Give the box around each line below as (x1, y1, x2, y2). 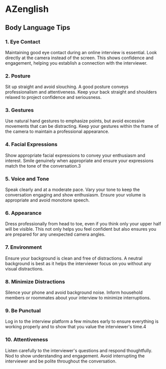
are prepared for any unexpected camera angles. (5, 231, 106, 237)
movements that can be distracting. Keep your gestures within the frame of (5, 123, 159, 129)
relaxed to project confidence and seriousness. (5, 94, 102, 100)
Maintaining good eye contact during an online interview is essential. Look (5, 49, 158, 55)
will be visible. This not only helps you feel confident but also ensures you (5, 226, 157, 232)
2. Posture (5, 72, 31, 79)
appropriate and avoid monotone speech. (5, 197, 90, 203)
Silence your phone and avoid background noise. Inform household (5, 289, 143, 295)
